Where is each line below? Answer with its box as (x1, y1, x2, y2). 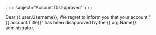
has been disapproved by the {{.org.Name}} (44, 20, 136, 25)
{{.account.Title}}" (5, 20, 44, 25)
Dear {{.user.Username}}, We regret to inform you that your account (5, 14, 148, 20)
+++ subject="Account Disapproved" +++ (5, 5, 93, 10)
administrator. (5, 25, 35, 31)
